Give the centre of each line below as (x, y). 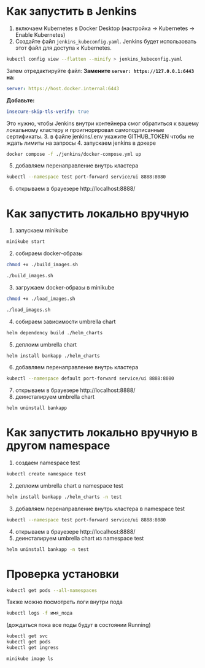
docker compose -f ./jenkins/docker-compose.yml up (74, 154)
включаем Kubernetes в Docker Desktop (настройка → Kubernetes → (105, 28)
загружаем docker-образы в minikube (65, 287)
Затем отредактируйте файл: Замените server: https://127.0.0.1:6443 (100, 71)
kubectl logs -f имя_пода (39, 613)
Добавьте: (21, 100)
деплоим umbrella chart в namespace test (69, 485)
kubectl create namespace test (46, 474)
